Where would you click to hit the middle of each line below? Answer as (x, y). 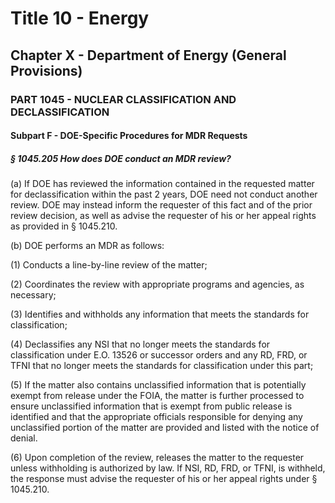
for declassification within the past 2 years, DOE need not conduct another (164, 194)
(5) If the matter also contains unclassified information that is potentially (158, 385)
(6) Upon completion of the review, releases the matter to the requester (157, 458)
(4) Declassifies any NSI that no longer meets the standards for (140, 344)
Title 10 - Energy (80, 18)
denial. (24, 438)
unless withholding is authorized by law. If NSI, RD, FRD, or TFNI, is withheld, (168, 468)
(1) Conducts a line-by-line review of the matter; (109, 265)
